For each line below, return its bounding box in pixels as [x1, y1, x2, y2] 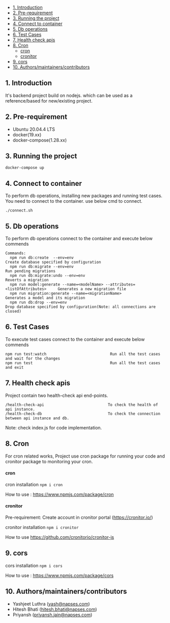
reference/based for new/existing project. [5, 98, 93, 104]
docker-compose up [5, 165, 44, 171]
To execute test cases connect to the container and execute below [5, 336, 145, 342]
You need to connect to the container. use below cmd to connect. [5, 198, 143, 204]
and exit [5, 365, 24, 370]
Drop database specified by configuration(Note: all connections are [5, 304, 156, 309]
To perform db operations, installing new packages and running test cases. [5, 193, 163, 199]
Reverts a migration [5, 278, 49, 283]
